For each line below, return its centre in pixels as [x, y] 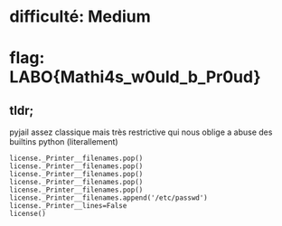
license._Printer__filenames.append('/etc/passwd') [108, 198]
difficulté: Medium [80, 17]
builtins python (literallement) [64, 142]
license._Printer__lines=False [68, 206]
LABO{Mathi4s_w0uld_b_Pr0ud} [135, 77]
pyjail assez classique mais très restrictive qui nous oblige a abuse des [141, 132]
